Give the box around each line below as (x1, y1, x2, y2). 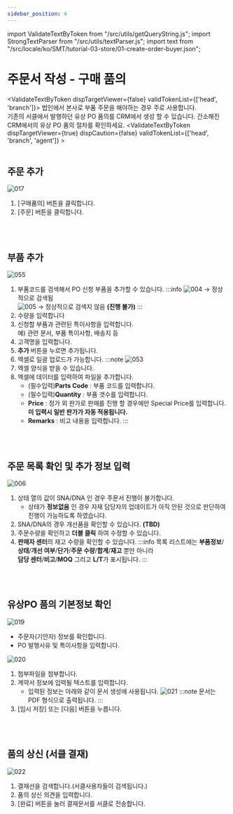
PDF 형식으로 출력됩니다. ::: (27, 695, 104, 704)
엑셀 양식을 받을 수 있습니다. (17, 364, 94, 373)
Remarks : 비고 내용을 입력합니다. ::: (27, 417, 129, 425)
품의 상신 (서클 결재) (7, 748, 89, 760)
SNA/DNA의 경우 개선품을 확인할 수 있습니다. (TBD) (17, 520, 160, 528)
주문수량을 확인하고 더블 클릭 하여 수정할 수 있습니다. (17, 529, 162, 537)
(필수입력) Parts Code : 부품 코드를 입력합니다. (27, 382, 155, 390)
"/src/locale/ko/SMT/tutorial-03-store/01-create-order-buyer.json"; (7, 44, 201, 53)
